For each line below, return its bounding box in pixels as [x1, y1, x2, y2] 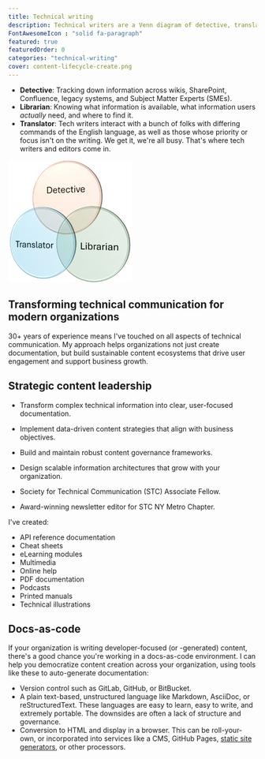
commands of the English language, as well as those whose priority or [19, 127, 248, 136]
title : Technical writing [8, 13, 93, 21]
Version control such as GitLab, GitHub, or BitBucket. [19, 683, 192, 694]
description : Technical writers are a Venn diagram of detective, [8, 21, 231, 29]
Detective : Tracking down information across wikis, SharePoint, [19, 85, 227, 95]
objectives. [19, 432, 56, 442]
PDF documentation [19, 574, 85, 584]
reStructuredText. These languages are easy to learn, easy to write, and [19, 701, 254, 710]
